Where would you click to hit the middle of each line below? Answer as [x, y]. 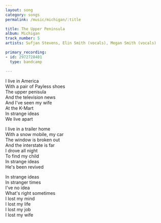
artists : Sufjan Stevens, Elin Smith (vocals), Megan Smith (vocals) [81, 43]
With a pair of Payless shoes [35, 86]
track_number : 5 [22, 38]
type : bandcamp [26, 62]
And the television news [30, 97]
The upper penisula [26, 92]
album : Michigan [22, 34]
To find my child [22, 156]
